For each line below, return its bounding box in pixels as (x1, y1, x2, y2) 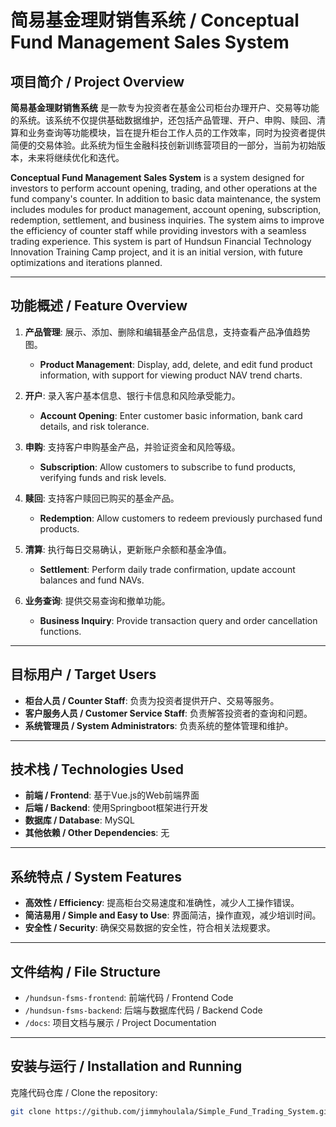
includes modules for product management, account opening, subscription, (10, 204, 322, 215)
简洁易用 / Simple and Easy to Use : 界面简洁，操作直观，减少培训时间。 (24, 909, 322, 921)
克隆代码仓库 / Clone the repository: (10, 1086, 158, 1098)
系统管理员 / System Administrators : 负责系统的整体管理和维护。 (24, 719, 294, 731)
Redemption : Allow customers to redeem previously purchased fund (39, 512, 323, 524)
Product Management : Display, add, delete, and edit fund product (39, 358, 313, 370)
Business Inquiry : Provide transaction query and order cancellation (39, 614, 318, 626)
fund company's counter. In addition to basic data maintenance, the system (10, 193, 322, 205)
